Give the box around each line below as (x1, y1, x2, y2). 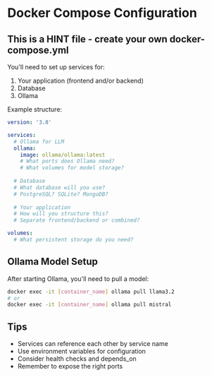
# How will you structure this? (13, 210, 109, 217)
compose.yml (7, 44, 69, 56)
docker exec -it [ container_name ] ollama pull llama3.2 (7, 288, 175, 295)
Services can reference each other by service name (17, 340, 169, 348)
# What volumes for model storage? (20, 164, 125, 172)
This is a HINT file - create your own (7, 33, 168, 45)
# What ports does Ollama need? (20, 157, 115, 165)
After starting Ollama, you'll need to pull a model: (7, 274, 149, 283)
